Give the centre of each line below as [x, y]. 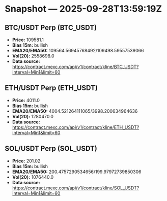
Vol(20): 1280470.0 [33, 116]
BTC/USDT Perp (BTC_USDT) [51, 28]
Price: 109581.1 [28, 40]
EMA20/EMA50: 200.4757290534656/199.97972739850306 [77, 172]
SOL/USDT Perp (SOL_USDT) [51, 148]
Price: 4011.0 [26, 100]
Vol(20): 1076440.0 [33, 177]
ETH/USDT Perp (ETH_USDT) [51, 88]
